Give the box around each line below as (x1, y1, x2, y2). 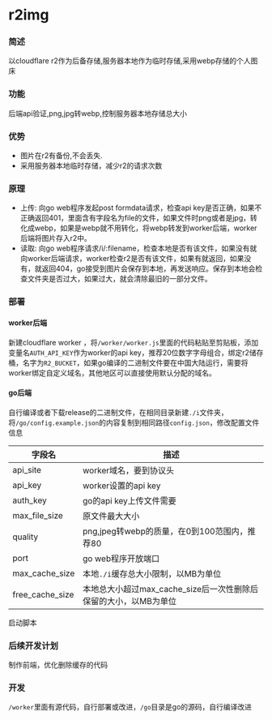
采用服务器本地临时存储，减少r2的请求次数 (19, 161, 163, 171)
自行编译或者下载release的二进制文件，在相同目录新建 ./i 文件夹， (8, 407, 228, 417)
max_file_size (12, 509, 63, 521)
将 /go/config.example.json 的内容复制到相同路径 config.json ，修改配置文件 (8, 418, 260, 427)
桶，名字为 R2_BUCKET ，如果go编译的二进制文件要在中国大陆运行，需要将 (8, 358, 249, 367)
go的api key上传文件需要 (82, 495, 176, 506)
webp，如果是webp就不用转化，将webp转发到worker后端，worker (34, 223, 257, 233)
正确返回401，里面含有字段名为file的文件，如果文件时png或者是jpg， (19, 213, 251, 223)
